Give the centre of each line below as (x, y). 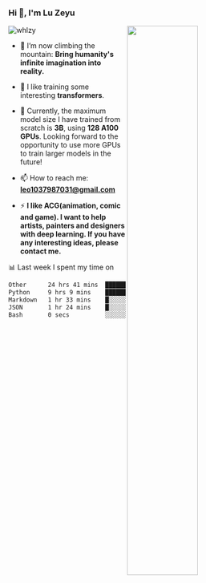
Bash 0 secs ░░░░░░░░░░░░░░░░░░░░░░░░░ (102, 315)
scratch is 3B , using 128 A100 (69, 128)
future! (31, 162)
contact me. (40, 251)
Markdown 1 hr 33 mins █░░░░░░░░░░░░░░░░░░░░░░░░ (102, 300)
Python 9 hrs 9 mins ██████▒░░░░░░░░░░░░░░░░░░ (102, 293)
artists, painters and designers (73, 226)
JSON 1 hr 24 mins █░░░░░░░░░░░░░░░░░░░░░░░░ (102, 307)
